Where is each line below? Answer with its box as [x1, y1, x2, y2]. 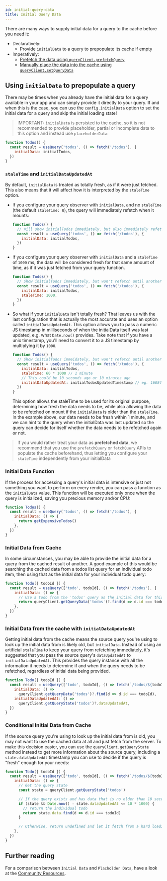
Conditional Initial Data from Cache [5, 722, 91, 729]
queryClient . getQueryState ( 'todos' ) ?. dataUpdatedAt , [18, 701, 130, 706]
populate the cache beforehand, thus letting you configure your [17, 450, 148, 456]
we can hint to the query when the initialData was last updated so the [12, 420, 154, 426]
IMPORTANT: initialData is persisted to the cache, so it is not [17, 120, 145, 126]
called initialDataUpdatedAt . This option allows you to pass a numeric [12, 322, 157, 328]
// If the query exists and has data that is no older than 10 [18, 796, 153, 801]
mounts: [12, 212, 29, 218]
